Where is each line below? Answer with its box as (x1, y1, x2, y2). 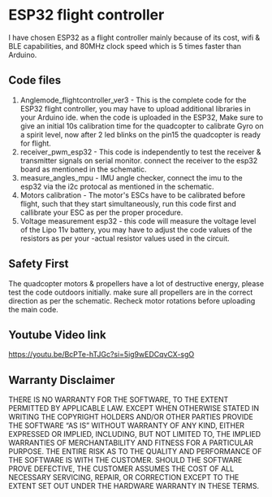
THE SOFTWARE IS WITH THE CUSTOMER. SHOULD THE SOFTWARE (8, 456, 243, 465)
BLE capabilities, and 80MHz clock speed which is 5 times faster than (8, 41, 242, 50)
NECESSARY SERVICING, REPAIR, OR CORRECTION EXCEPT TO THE (8, 473, 240, 482)
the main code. (8, 304, 58, 314)
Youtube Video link (8, 328, 107, 342)
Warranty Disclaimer (8, 373, 115, 387)
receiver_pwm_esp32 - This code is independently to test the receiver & (19, 146, 261, 156)
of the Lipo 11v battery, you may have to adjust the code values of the (19, 225, 253, 234)
